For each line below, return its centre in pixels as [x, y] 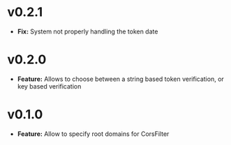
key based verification [49, 86]
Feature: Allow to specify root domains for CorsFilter [93, 134]
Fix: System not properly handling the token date [88, 31]
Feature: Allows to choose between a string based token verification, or [121, 79]
